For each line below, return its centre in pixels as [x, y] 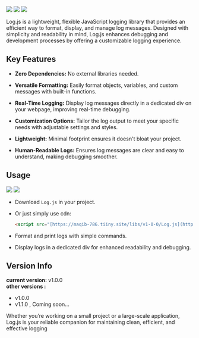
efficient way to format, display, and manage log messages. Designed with [97, 28]
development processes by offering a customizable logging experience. [94, 40]
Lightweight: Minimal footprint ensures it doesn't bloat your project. [98, 139]
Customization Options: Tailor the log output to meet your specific [97, 121]
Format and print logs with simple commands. [71, 236]
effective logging [27, 328]
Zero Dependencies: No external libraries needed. [77, 73]
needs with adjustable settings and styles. [66, 127]
